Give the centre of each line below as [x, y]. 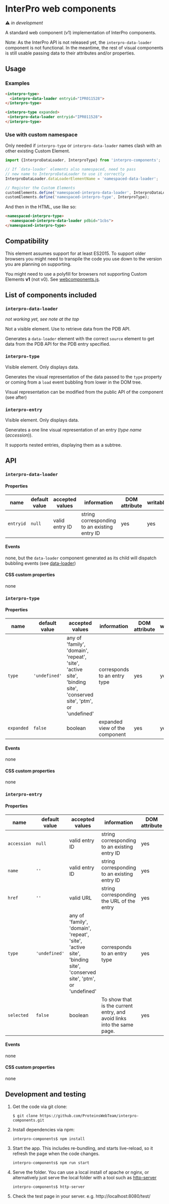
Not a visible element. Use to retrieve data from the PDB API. [68, 329]
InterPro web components [61, 9]
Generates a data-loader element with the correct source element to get [80, 339]
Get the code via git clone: [40, 1107]
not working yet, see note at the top [42, 319]
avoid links [114, 1018]
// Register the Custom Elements [40, 188]
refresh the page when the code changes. [56, 1154]
